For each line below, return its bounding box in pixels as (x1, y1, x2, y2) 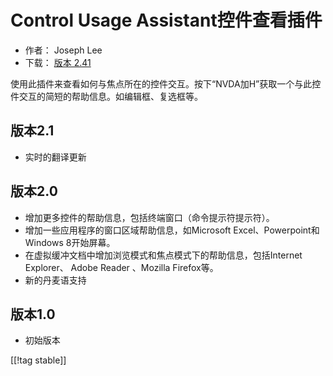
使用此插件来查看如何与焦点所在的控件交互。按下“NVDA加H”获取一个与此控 (10, 77, 322, 90)
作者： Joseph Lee (24, 44, 103, 56)
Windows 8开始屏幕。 (24, 236, 116, 248)
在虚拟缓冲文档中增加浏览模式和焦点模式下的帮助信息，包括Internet (24, 249, 303, 261)
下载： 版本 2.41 (24, 56, 92, 68)
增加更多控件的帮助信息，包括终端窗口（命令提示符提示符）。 (24, 211, 275, 223)
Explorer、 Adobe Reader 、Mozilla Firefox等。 (24, 261, 219, 273)
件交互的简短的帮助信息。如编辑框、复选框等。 (10, 90, 203, 102)
